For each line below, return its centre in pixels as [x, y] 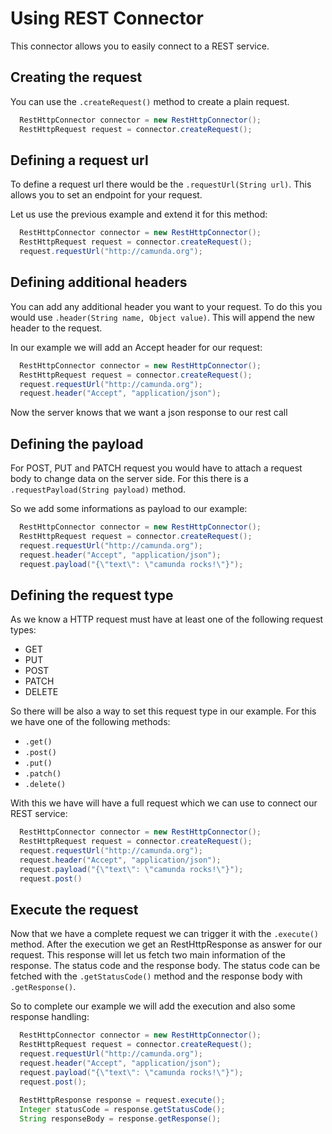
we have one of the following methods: [90, 722]
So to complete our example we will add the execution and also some [153, 1006]
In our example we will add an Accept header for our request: [136, 347]
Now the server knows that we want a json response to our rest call [149, 413]
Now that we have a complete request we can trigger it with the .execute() [165, 934]
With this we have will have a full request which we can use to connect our [164, 803]
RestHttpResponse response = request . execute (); [122, 1100]
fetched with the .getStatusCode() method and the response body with [156, 976]
